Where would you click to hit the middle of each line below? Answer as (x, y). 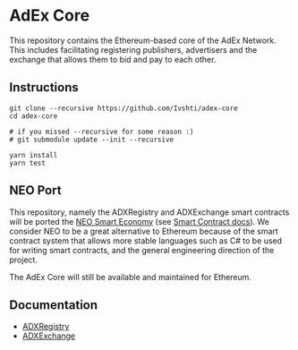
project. (24, 260)
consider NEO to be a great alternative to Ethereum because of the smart (144, 231)
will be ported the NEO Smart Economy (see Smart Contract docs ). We (140, 221)
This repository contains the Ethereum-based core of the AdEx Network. (143, 40)
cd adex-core (34, 116)
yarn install (34, 155)
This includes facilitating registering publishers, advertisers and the (133, 49)
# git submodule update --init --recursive (92, 140)
